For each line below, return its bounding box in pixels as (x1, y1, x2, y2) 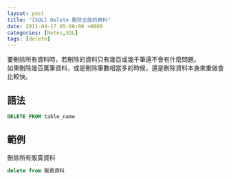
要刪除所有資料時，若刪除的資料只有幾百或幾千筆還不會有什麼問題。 (7, 56, 200, 64)
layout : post (7, 10, 45, 17)
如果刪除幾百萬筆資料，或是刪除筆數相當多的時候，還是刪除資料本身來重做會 (7, 64, 224, 72)
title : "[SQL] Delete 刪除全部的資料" (7, 16, 111, 23)
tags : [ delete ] (7, 36, 51, 43)
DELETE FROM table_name (7, 113, 76, 120)
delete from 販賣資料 (7, 167, 65, 174)
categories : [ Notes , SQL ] (7, 29, 78, 36)
